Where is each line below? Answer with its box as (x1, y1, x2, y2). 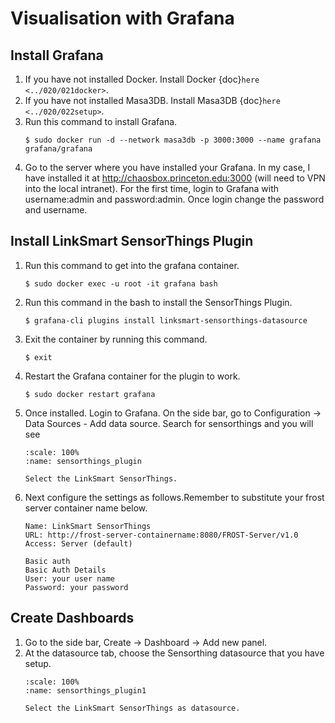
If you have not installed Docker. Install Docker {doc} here (24, 73, 260, 85)
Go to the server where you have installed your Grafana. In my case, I (24, 162, 311, 173)
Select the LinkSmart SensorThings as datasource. (24, 703, 241, 713)
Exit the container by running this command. (24, 333, 208, 345)
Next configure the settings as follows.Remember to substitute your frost (24, 491, 325, 503)
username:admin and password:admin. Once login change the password (24, 193, 325, 205)
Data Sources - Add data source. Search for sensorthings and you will (24, 417, 314, 429)
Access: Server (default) (24, 538, 133, 549)
